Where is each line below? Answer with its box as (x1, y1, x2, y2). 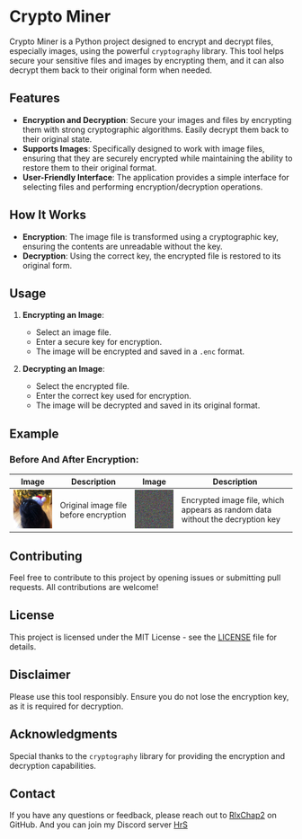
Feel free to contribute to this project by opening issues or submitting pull (9, 572, 281, 583)
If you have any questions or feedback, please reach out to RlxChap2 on (9, 810, 277, 821)
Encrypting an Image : (22, 310, 105, 321)
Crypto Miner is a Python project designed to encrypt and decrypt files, (9, 36, 274, 47)
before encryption (59, 509, 127, 520)
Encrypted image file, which (181, 495, 285, 506)
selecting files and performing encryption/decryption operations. (22, 181, 263, 192)
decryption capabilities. (9, 760, 97, 771)
